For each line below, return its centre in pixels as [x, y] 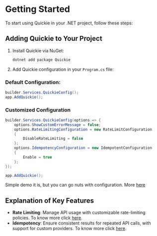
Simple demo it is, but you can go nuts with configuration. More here [75, 185]
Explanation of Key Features [50, 200]
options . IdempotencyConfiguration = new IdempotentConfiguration [83, 148]
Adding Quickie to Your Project [54, 39]
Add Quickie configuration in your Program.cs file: [63, 69]
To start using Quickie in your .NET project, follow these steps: [69, 23]
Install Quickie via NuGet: [38, 50]
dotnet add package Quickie [41, 60]
